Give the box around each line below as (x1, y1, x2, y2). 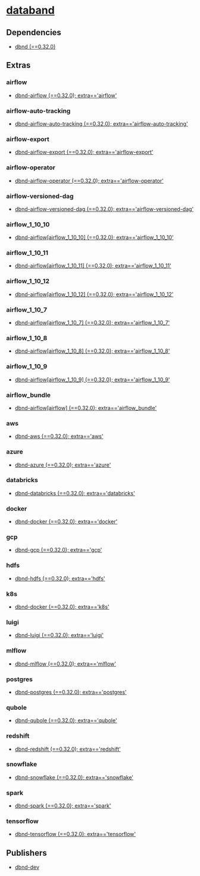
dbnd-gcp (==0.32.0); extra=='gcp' (14, 546, 102, 554)
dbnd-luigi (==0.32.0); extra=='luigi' (14, 632, 104, 639)
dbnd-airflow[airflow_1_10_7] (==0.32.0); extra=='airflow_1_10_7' (14, 319, 170, 327)
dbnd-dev (14, 863, 40, 871)
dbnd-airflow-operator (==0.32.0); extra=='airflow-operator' (14, 177, 164, 184)
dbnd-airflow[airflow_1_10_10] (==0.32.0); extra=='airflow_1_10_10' (14, 234, 174, 241)
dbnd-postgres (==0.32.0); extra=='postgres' (14, 688, 127, 695)
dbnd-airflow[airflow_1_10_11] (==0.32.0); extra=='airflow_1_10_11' (14, 262, 171, 269)
